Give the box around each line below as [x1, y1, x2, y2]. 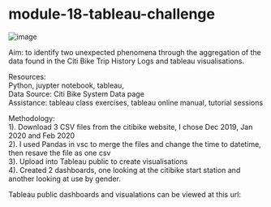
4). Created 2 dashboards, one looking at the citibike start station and [8, 165, 241, 175]
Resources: [8, 71, 46, 81]
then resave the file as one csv [8, 148, 111, 157]
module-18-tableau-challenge [8, 5, 215, 24]
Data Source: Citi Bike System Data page [8, 88, 144, 98]
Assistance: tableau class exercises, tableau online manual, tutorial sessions [8, 97, 264, 107]
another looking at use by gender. [8, 174, 122, 183]
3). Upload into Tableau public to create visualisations [8, 156, 188, 166]
